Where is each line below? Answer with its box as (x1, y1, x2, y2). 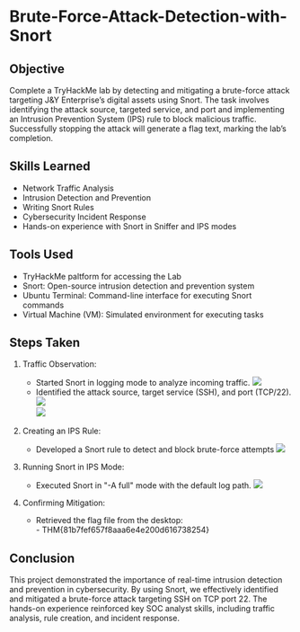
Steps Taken (9, 335, 81, 351)
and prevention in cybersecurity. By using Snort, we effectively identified (9, 584, 278, 595)
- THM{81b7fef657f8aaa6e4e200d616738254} (35, 524, 210, 536)
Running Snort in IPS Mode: (22, 461, 125, 473)
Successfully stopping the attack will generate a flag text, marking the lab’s (9, 123, 287, 134)
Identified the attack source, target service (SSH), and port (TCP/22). (35, 387, 292, 397)
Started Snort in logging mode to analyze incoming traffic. (35, 378, 251, 388)
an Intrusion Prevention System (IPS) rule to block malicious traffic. (9, 114, 258, 124)
